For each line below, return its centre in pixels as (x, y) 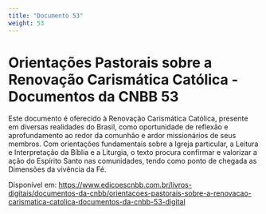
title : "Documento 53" (46, 16)
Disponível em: (33, 185)
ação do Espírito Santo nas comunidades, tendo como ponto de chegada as (133, 161)
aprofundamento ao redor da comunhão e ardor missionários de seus (122, 136)
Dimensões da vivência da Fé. (57, 169)
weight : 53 (26, 23)
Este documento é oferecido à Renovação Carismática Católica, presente (128, 119)
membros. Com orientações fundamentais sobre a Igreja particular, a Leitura (133, 144)
